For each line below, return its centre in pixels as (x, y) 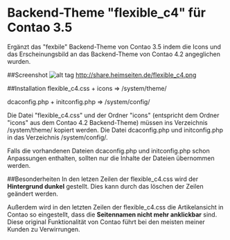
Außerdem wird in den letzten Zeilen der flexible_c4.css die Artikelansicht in (115, 207)
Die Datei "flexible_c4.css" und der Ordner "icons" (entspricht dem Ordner (113, 115)
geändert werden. (33, 194)
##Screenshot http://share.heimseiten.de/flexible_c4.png (102, 75)
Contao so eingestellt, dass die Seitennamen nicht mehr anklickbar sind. (112, 214)
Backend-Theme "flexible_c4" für (107, 13)
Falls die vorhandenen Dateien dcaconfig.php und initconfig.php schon (108, 151)
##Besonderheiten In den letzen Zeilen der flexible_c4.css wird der (103, 179)
